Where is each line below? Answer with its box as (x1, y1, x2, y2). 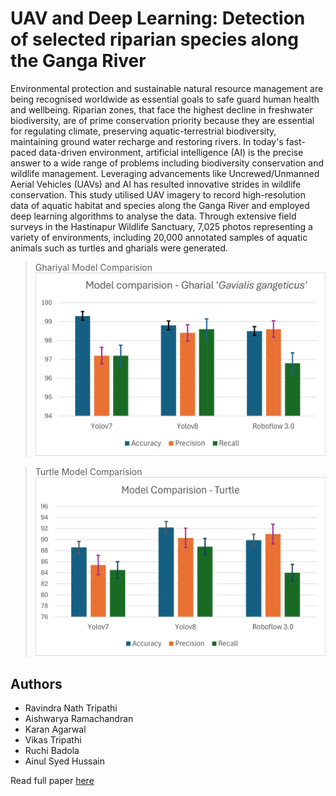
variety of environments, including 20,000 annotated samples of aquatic (10, 231, 308, 243)
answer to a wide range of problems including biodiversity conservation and (10, 157, 325, 169)
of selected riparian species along (10, 28, 299, 51)
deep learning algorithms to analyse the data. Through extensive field (10, 210, 297, 222)
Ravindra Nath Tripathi (24, 702, 118, 714)
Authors (10, 675, 63, 692)
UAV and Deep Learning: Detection (10, 7, 306, 30)
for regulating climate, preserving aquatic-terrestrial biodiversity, (10, 125, 277, 137)
